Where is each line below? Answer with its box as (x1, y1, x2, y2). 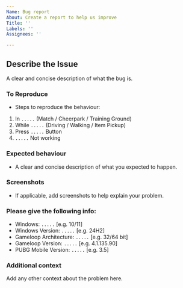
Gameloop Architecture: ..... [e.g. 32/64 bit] (14, 233, 128, 241)
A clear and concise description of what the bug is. (6, 75, 133, 82)
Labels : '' (6, 25, 34, 32)
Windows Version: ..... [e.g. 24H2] (14, 227, 105, 234)
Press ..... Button (14, 128, 62, 136)
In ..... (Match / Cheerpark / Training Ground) (14, 115, 132, 122)
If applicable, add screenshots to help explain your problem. (14, 192, 164, 199)
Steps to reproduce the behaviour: (14, 104, 101, 111)
